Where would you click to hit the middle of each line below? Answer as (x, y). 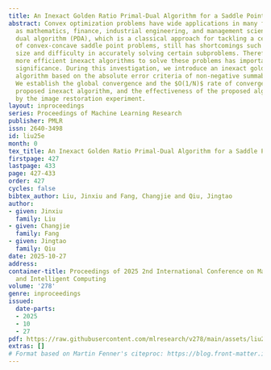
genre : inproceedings (45, 294)
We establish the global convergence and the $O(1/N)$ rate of (124, 83)
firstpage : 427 (34, 158)
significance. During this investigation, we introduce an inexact (131, 69)
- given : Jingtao (38, 242)
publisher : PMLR (35, 121)
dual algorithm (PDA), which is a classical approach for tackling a (135, 38)
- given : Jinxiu (35, 211)
